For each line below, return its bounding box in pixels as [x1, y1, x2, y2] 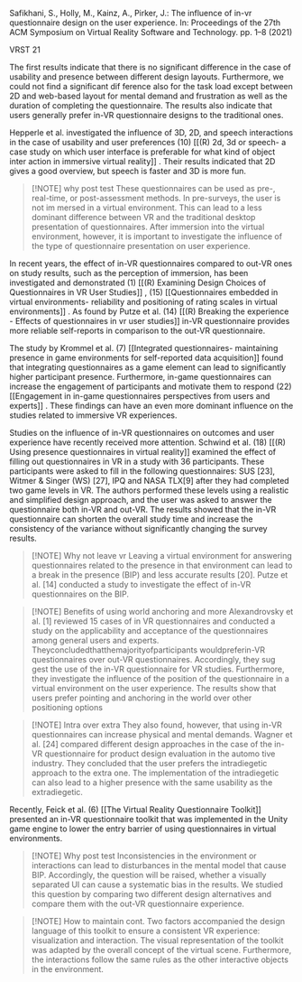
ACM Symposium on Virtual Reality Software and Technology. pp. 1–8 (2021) [9, 27, 293, 37]
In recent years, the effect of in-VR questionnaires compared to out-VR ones [9, 258, 293, 269]
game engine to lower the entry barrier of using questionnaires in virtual [9, 823, 277, 834]
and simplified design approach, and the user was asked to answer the [9, 495, 272, 505]
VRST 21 [9, 44, 41, 55]
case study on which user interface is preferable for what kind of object [9, 146, 276, 157]
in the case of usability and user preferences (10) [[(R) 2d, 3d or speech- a [9, 137, 287, 147]
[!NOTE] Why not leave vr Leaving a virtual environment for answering [31, 551, 293, 560]
